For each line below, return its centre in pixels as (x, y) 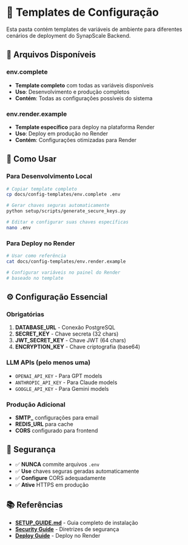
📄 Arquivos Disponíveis (51, 55)
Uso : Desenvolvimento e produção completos (72, 92)
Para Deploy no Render (41, 243)
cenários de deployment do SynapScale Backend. (69, 35)
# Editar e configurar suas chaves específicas (68, 222)
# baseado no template (35, 278)
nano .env (19, 228)
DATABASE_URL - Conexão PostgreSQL (65, 328)
